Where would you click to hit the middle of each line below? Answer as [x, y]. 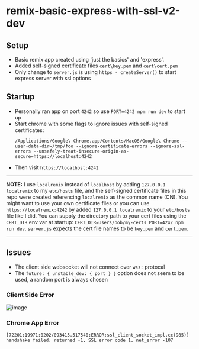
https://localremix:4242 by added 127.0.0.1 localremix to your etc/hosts [98, 209]
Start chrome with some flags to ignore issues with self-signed [91, 124]
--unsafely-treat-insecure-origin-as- [81, 151]
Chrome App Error [33, 322]
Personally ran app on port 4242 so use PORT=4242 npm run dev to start [100, 111]
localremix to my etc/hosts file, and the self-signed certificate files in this [96, 190]
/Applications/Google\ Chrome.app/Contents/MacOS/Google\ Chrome [97, 141]
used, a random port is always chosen [61, 279]
